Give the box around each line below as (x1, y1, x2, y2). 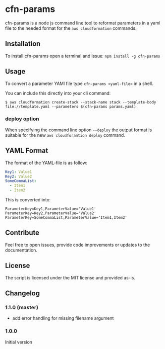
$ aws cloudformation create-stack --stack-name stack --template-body (5, 99, 156, 105)
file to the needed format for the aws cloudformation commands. (5, 25, 137, 31)
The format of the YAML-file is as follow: (5, 160, 88, 166)
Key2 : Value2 (5, 174, 32, 179)
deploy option (5, 115, 40, 122)
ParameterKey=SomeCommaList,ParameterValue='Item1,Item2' (5, 215, 127, 220)
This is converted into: (5, 197, 51, 203)
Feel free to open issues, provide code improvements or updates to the (5, 242, 150, 248)
